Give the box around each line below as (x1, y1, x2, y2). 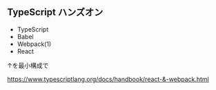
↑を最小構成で (7, 61, 49, 69)
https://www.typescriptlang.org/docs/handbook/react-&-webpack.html (7, 75, 209, 83)
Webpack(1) (17, 40, 52, 48)
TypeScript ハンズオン (7, 6, 104, 19)
